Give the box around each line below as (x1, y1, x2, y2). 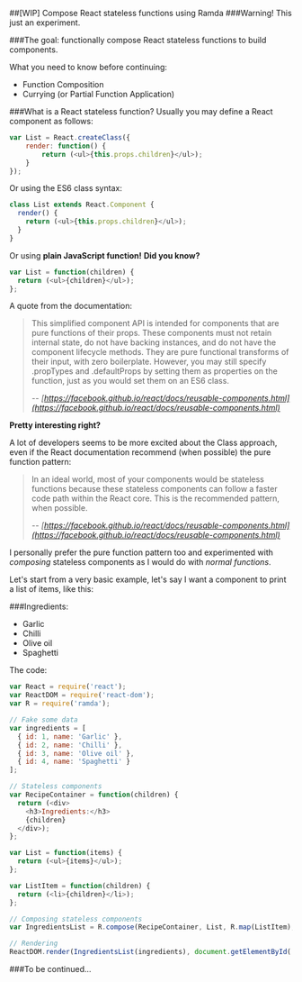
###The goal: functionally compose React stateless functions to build (9, 35, 267, 45)
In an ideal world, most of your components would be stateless (31, 474, 265, 485)
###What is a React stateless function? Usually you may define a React (9, 106, 273, 116)
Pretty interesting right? (9, 420, 102, 431)
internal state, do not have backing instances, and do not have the (31, 337, 277, 348)
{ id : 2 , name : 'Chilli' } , (17, 741, 123, 750)
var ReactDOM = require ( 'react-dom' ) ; (9, 691, 155, 700)
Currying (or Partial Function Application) (22, 89, 175, 99)
